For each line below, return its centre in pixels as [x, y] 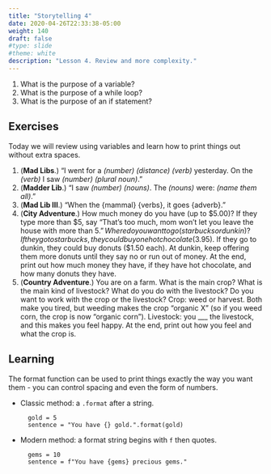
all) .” [28, 196]
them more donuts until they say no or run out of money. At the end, [133, 256]
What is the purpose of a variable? [77, 84]
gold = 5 [42, 417]
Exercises [34, 127]
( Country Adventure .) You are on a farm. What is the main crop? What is [141, 282]
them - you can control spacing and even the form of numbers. [113, 387]
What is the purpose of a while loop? [81, 92]
